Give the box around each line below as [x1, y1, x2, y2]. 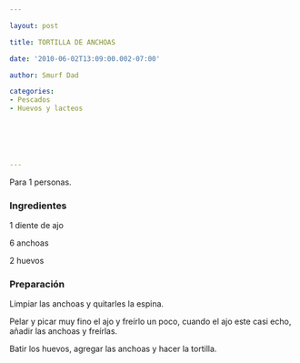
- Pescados [9, 96, 51, 105]
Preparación [9, 278, 65, 291]
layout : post [9, 21, 59, 30]
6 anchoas [9, 237, 49, 248]
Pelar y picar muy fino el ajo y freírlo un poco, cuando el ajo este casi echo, [9, 316, 292, 328]
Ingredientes [9, 199, 67, 212]
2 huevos [9, 256, 45, 267]
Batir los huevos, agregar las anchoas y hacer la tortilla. [9, 343, 217, 355]
